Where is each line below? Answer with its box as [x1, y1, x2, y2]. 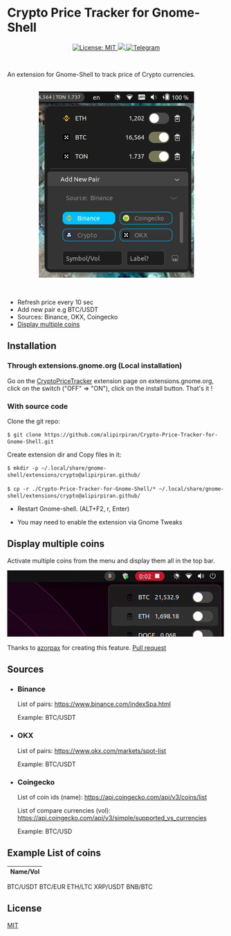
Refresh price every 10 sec [17, 298, 94, 306]
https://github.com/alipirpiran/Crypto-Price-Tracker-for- [44, 431, 218, 438]
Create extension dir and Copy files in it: [7, 450, 122, 459]
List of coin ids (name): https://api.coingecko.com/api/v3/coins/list [17, 793, 207, 802]
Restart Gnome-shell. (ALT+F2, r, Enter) [17, 504, 130, 513]
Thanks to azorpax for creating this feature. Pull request [7, 643, 167, 652]
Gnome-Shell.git [7, 438, 54, 445]
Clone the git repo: [7, 417, 61, 425]
